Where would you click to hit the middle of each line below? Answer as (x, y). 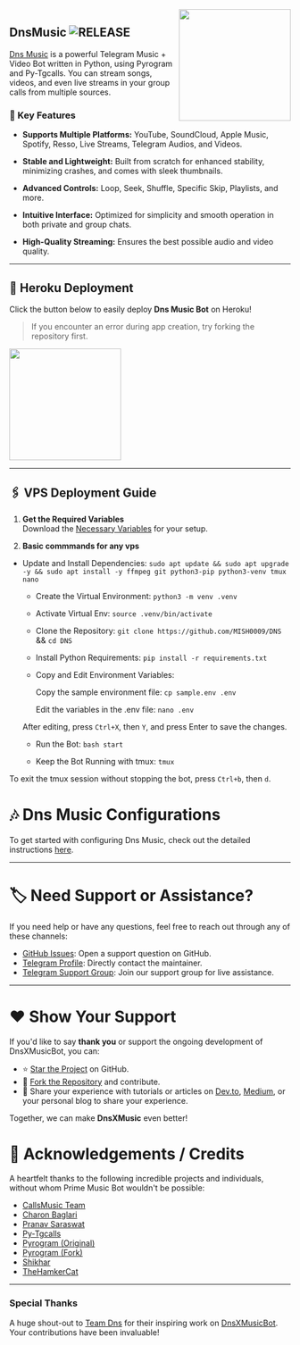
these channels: (39, 936)
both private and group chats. (77, 225)
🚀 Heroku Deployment (71, 288)
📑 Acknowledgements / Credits (127, 1153)
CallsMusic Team (54, 1206)
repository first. (59, 336)
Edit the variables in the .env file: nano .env (115, 709)
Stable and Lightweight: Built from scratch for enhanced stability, (143, 162)
